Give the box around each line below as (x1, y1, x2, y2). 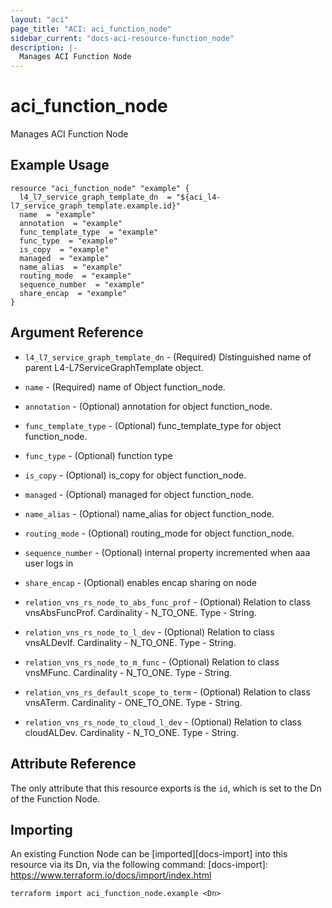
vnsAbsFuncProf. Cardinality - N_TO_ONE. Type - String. (24, 606, 257, 618)
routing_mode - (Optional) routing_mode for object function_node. (24, 527, 295, 539)
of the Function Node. (10, 792, 101, 805)
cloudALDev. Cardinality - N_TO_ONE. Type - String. (24, 726, 239, 738)
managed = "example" (19, 253, 110, 263)
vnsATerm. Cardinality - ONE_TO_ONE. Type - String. (24, 696, 243, 708)
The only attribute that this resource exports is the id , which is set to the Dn (10, 782, 322, 794)
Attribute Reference (10, 756, 137, 773)
